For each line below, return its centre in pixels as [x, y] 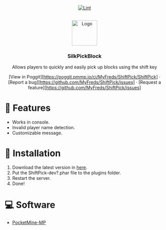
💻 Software [30, 205]
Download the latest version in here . [50, 168]
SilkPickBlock [85, 56]
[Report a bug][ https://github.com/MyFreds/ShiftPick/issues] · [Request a [85, 82]
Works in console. [31, 122]
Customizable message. [37, 133]
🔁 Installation [33, 153]
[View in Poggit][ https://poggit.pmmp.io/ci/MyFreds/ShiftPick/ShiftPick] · [85, 77]
